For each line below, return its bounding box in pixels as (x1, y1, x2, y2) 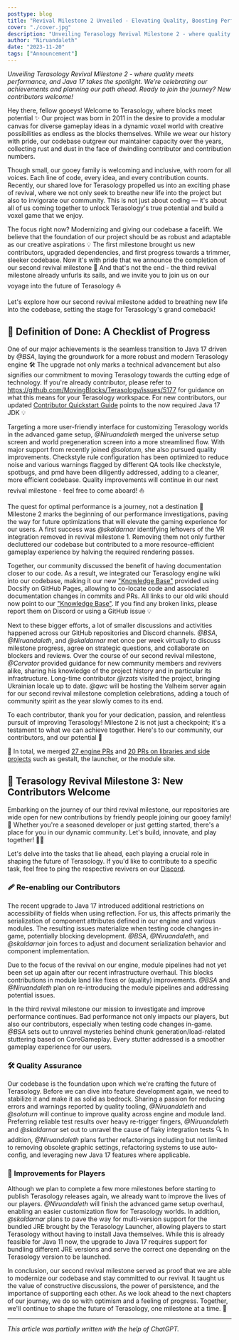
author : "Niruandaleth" (7, 37, 78, 44)
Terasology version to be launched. (7, 1252, 111, 1261)
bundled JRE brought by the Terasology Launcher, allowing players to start (7, 1223, 226, 1231)
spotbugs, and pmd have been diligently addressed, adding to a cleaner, (7, 468, 219, 476)
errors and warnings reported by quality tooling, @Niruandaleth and (7, 1102, 206, 1111)
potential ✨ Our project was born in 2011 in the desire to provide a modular (7, 113, 225, 122)
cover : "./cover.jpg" (7, 23, 72, 31)
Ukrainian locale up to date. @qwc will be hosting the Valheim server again (7, 681, 226, 690)
